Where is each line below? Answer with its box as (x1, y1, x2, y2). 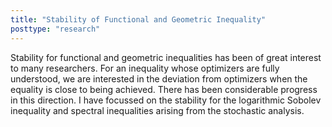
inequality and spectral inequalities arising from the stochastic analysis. (10, 104, 305, 116)
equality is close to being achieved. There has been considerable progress (10, 83, 318, 95)
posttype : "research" (10, 24, 101, 34)
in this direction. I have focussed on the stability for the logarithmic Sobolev (10, 94, 322, 106)
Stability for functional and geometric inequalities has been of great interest (10, 51, 322, 63)
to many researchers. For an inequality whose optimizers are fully (10, 62, 280, 74)
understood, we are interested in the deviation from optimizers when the (10, 72, 308, 85)
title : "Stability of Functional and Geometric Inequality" (10, 14, 267, 25)
